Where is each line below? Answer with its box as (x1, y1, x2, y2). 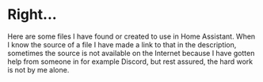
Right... (7, 6, 57, 24)
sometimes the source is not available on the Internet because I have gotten (7, 48, 255, 58)
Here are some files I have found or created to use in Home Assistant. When (7, 32, 256, 41)
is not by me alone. (7, 65, 70, 74)
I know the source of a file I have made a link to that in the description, (7, 39, 237, 49)
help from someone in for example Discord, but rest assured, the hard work (7, 57, 253, 66)
